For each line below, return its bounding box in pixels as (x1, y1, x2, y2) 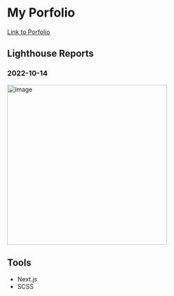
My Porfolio (7, 5, 75, 21)
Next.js (17, 275, 38, 284)
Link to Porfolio (7, 28, 50, 36)
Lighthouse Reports (7, 48, 95, 59)
